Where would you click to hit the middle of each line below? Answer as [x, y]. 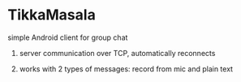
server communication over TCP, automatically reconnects [117, 53]
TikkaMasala [52, 15]
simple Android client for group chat [68, 37]
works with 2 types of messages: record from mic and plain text [126, 69]
